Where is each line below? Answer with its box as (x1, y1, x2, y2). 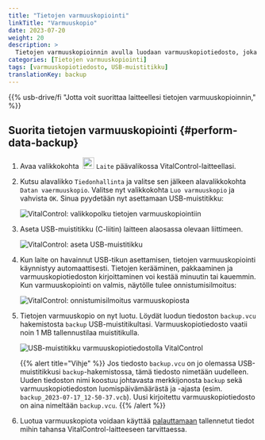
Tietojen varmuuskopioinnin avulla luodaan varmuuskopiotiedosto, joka (15, 48, 258, 56)
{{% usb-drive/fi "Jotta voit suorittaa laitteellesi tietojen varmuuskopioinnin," (8, 92, 256, 101)
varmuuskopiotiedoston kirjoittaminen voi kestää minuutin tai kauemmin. (19, 272, 256, 281)
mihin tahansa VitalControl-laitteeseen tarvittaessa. (19, 425, 188, 434)
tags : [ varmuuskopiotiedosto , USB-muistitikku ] (8, 63, 169, 71)
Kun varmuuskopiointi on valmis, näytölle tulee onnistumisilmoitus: (19, 281, 236, 290)
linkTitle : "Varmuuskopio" (8, 19, 98, 27)
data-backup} (8, 136, 79, 150)
